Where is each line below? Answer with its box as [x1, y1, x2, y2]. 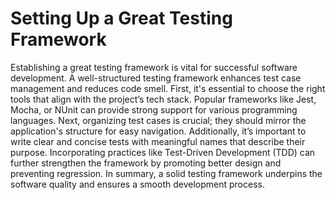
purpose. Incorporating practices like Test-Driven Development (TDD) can [10, 146, 316, 158]
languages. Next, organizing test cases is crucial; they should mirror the [10, 114, 307, 126]
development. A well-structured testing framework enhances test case [10, 72, 302, 84]
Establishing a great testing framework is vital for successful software [10, 61, 298, 73]
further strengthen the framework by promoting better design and [10, 157, 282, 169]
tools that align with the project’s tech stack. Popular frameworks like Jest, [10, 93, 317, 105]
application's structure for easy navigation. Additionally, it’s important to [10, 125, 307, 137]
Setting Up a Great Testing [10, 7, 233, 30]
